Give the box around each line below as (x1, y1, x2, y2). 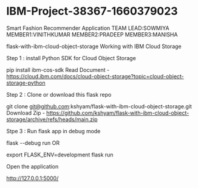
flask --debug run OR (6, 139, 60, 147)
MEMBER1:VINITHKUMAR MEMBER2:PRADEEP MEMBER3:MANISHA (6, 30, 178, 38)
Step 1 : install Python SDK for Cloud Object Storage (6, 54, 137, 61)
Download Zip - (6, 109, 46, 116)
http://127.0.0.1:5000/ (6, 175, 59, 182)
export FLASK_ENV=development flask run (6, 151, 114, 158)
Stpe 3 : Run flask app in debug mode (6, 127, 101, 134)
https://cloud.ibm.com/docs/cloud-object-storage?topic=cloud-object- (6, 72, 184, 80)
